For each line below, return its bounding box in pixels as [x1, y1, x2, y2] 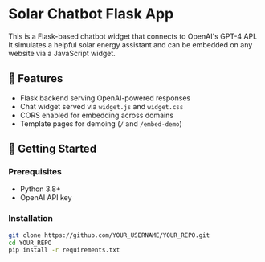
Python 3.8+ [19, 184, 62, 194]
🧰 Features [8, 72, 63, 85]
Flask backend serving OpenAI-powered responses [19, 93, 191, 103]
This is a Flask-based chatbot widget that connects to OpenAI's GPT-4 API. [8, 31, 258, 41]
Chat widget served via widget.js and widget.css [19, 101, 184, 111]
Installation [8, 213, 54, 224]
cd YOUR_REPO [8, 239, 52, 247]
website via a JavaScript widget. [8, 48, 116, 58]
